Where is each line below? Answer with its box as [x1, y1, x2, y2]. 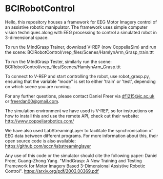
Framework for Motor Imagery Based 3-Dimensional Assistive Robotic [5, 163, 145, 169]
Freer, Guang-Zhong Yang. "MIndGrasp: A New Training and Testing [5, 158, 142, 163]
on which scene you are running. [5, 83, 71, 89]
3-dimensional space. [5, 35, 49, 40]
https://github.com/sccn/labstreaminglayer [5, 143, 91, 149]
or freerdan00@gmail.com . [5, 98, 60, 104]
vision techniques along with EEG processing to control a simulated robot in [5, 29, 157, 35]
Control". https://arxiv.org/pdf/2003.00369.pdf [5, 168, 99, 174]
